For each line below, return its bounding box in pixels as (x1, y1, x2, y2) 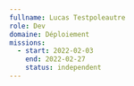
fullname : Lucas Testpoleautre (9, 13, 126, 22)
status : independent (25, 64, 102, 73)
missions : (9, 38, 46, 47)
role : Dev (9, 21, 46, 30)
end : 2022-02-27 (25, 55, 87, 64)
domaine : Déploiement (9, 30, 90, 39)
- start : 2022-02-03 (17, 47, 94, 56)
